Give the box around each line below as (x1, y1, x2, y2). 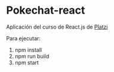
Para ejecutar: (6, 35, 41, 42)
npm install (14, 46, 42, 54)
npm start (14, 59, 39, 66)
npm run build (14, 52, 50, 60)
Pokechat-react (6, 4, 85, 17)
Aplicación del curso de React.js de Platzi (6, 23, 108, 30)
